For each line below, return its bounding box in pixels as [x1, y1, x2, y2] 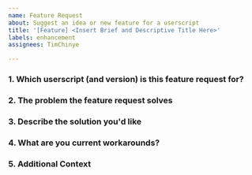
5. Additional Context [8, 158, 92, 169]
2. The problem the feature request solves [8, 95, 173, 106]
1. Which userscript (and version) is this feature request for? [8, 74, 244, 85]
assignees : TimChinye [8, 41, 80, 49]
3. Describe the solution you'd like [8, 116, 142, 127]
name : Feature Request [8, 11, 83, 20]
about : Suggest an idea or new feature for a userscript [8, 19, 200, 27]
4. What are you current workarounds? [8, 137, 160, 148]
